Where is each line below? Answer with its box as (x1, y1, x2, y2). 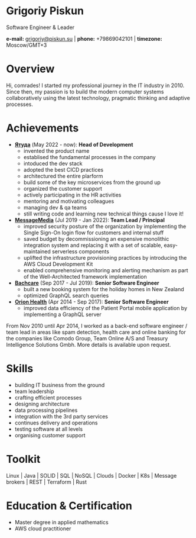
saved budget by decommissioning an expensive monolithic (23, 235, 169, 242)
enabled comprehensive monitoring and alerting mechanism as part (23, 266, 188, 273)
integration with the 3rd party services (14, 413, 108, 420)
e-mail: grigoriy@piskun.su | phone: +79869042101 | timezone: (6, 35, 162, 42)
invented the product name (23, 147, 90, 154)
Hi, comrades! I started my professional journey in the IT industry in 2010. (6, 82, 185, 89)
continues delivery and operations (14, 419, 98, 426)
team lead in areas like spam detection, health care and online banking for (6, 328, 186, 336)
